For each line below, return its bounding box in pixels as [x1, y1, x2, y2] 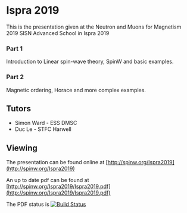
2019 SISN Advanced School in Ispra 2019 [6, 29, 110, 36]
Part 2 [6, 73, 24, 81]
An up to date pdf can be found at [6, 177, 89, 184]
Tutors [6, 104, 32, 114]
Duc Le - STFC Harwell [14, 126, 71, 133]
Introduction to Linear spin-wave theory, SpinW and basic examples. [6, 58, 174, 65]
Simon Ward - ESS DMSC [14, 120, 77, 127]
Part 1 [6, 44, 23, 52]
